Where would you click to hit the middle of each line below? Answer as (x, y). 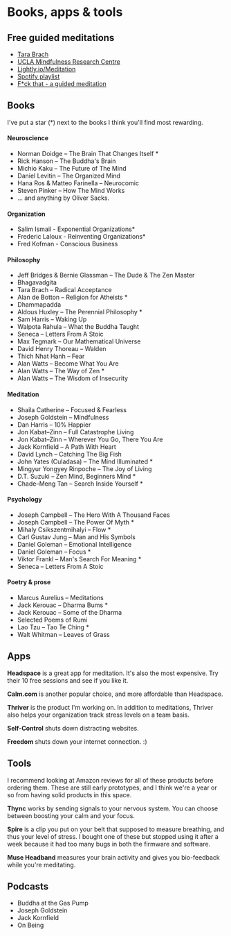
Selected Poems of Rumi (52, 620)
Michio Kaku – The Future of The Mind (72, 169)
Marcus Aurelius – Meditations (60, 598)
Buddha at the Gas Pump (53, 903)
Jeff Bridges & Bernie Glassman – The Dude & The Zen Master (106, 275)
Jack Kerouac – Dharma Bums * (63, 605)
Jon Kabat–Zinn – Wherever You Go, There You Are (90, 439)
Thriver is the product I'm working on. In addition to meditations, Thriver (110, 707)
